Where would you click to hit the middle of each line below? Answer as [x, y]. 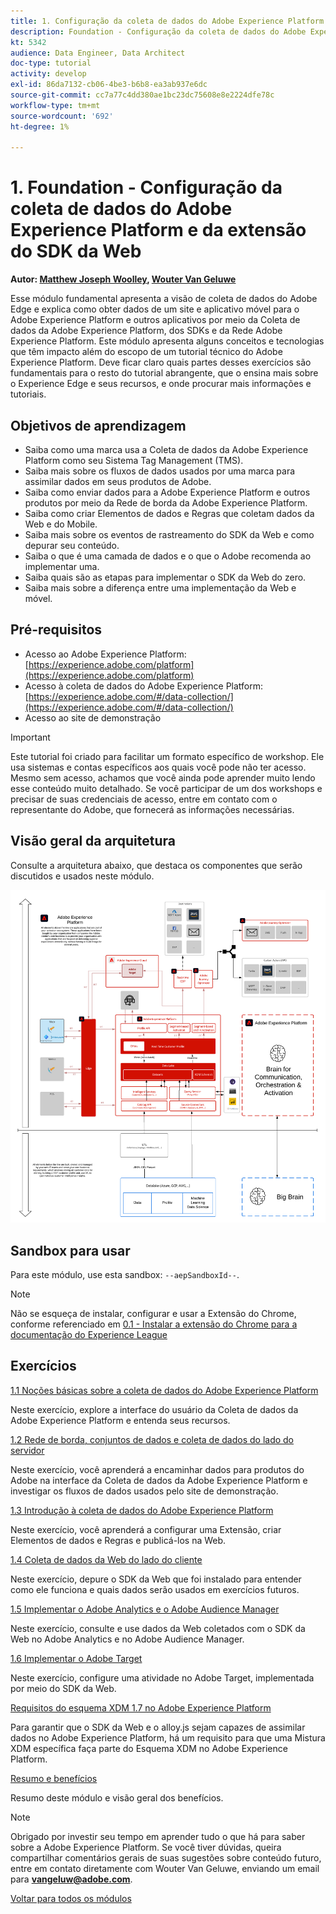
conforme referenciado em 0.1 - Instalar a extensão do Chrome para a [154, 1324]
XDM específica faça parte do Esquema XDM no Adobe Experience [149, 1748]
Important [30, 737]
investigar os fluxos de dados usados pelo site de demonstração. [144, 1491]
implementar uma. [62, 566]
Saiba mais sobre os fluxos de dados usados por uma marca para [160, 471]
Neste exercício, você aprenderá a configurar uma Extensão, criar [146, 1529]
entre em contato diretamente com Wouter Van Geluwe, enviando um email [165, 1868]
